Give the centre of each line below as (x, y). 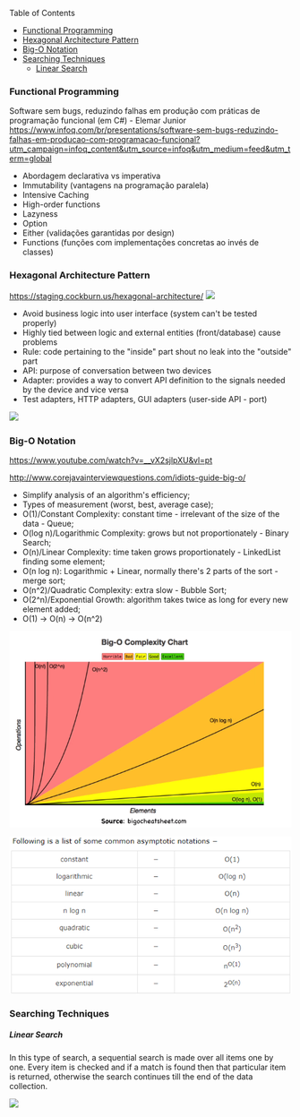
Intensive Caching (56, 195)
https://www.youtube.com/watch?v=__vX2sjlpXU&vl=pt (111, 460)
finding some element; (64, 561)
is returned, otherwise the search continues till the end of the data (131, 1076)
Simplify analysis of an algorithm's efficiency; (106, 494)
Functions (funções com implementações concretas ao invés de (141, 243)
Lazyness (40, 214)
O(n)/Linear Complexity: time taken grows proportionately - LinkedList (151, 552)
